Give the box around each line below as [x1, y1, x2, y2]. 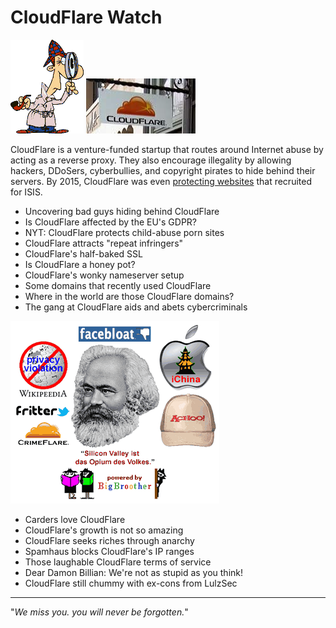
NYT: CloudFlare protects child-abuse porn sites [24, 226, 225, 238]
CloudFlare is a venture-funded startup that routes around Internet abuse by [10, 143, 324, 155]
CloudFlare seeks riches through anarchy [24, 534, 195, 546]
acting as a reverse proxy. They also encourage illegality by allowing [10, 154, 292, 166]
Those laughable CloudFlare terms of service [24, 556, 212, 568]
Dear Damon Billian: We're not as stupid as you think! [24, 566, 244, 578]
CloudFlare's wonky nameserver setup [24, 269, 185, 281]
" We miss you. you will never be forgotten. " [10, 606, 189, 618]
